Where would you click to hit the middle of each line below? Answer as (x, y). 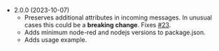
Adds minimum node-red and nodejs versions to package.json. (115, 32)
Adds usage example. (56, 40)
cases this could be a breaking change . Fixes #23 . (98, 25)
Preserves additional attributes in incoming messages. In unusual (118, 17)
